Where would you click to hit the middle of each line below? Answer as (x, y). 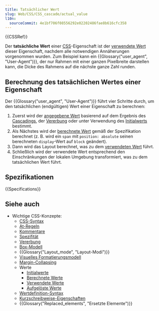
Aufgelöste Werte (44, 288)
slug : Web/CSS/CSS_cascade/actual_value (47, 14)
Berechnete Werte (45, 278)
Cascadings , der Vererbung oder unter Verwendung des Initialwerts (79, 121)
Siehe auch (22, 204)
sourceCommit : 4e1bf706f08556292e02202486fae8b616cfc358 (68, 23)
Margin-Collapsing (38, 262)
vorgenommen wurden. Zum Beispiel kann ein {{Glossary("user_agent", (76, 57)
